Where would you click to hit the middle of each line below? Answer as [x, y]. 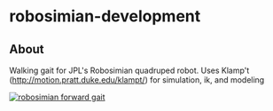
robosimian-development [105, 16]
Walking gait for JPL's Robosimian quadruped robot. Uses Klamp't [129, 70]
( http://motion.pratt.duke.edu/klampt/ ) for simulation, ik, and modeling [137, 80]
